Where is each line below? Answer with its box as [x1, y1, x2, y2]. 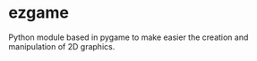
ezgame [8, 3, 69, 23]
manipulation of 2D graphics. [8, 41, 116, 51]
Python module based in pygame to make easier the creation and [8, 32, 249, 42]
